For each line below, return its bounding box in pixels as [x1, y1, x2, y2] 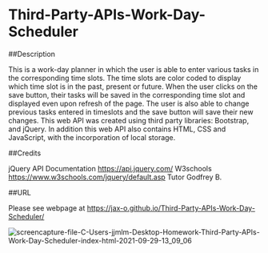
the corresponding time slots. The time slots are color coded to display [8, 73, 242, 82]
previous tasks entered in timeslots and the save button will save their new [8, 106, 254, 117]
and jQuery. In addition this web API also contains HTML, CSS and [8, 124, 226, 134]
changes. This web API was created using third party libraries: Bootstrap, [8, 115, 250, 125]
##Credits [8, 148, 42, 158]
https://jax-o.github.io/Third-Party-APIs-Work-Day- [86, 203, 256, 213]
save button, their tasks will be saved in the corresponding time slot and [8, 90, 246, 99]
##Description [8, 49, 56, 58]
